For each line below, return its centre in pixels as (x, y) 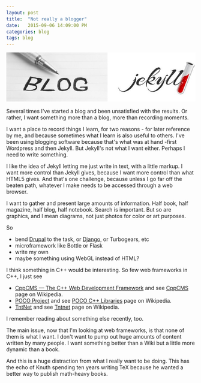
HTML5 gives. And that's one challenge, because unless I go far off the (94, 179)
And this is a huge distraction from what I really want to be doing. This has (98, 361)
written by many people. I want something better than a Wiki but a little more (100, 343)
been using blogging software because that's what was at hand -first (91, 142)
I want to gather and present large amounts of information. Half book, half (97, 203)
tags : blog (20, 38)
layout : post (22, 13)
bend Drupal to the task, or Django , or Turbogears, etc (82, 239)
